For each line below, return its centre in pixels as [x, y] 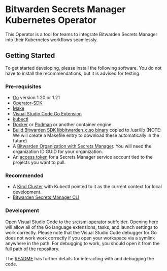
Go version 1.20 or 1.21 [36, 98]
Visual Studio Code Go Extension [47, 114]
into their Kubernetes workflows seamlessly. [52, 40]
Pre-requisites [23, 86]
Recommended [25, 175]
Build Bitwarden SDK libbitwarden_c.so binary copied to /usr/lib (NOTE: [87, 130]
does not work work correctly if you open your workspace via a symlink [80, 238]
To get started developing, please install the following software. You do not [83, 68]
